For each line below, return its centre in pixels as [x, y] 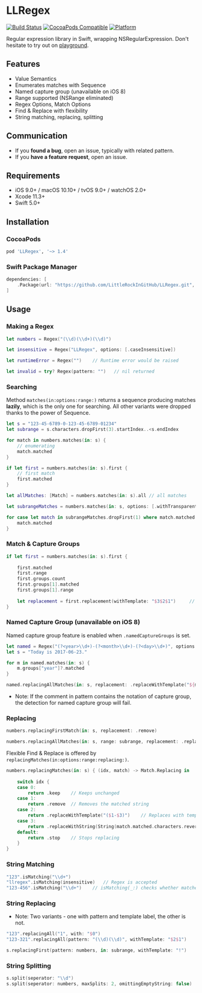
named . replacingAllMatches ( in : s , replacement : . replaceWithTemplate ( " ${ [101, 685]
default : [28, 832]
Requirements [33, 175]
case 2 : [26, 810]
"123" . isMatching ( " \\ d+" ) [38, 877]
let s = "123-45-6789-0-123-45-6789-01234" [62, 424]
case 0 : [26, 787]
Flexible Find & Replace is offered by [51, 753]
